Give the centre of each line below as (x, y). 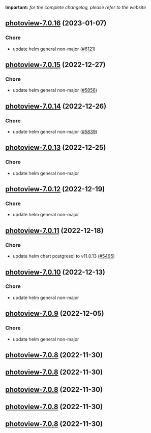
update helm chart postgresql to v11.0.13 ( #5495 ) (64, 256)
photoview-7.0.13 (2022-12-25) (56, 147)
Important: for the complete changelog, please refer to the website (76, 7)
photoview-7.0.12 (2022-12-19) (55, 189)
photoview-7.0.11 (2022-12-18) (54, 230)
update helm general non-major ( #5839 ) (55, 132)
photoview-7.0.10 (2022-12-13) (55, 272)
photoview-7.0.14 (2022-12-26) (56, 106)
